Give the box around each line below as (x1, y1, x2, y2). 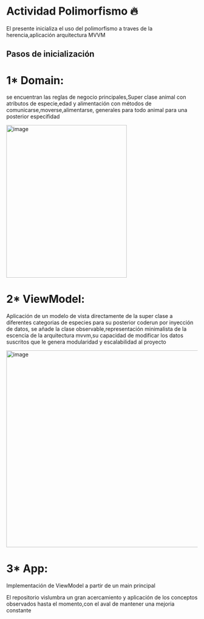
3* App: (6, 562, 49, 576)
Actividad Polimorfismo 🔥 (6, 4, 138, 18)
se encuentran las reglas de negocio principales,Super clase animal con (6, 93, 186, 101)
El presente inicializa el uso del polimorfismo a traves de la (6, 24, 153, 32)
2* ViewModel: (6, 292, 85, 306)
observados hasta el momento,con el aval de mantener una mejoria (6, 600, 175, 607)
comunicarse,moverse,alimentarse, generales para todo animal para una (6, 107, 188, 114)
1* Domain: (6, 73, 64, 87)
